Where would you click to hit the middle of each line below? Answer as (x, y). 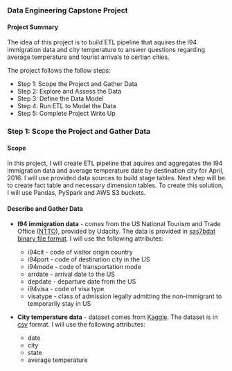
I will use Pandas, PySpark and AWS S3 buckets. (77, 193)
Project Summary (33, 27)
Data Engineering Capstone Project (68, 10)
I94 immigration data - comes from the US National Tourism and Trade (119, 224)
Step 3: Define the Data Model (60, 98)
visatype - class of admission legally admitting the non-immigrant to (125, 296)
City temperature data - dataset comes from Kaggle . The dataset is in (117, 317)
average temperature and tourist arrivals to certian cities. (88, 57)
